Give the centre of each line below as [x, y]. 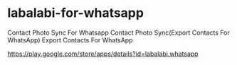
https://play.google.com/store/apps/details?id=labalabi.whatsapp [103, 54]
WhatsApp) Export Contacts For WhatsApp [70, 40]
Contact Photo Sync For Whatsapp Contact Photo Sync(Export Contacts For [118, 32]
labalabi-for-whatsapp [76, 13]
